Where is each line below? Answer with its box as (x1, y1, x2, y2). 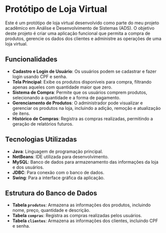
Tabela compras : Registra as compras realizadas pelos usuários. (12, 213, 142, 219)
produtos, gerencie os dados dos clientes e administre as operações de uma (5, 36, 162, 42)
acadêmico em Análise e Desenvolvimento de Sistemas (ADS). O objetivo (5, 25, 155, 31)
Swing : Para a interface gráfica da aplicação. (12, 175, 105, 181)
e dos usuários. (12, 164, 44, 170)
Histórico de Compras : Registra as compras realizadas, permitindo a (12, 115, 153, 122)
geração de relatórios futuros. (12, 121, 73, 127)
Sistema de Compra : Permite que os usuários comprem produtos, (12, 89, 148, 95)
